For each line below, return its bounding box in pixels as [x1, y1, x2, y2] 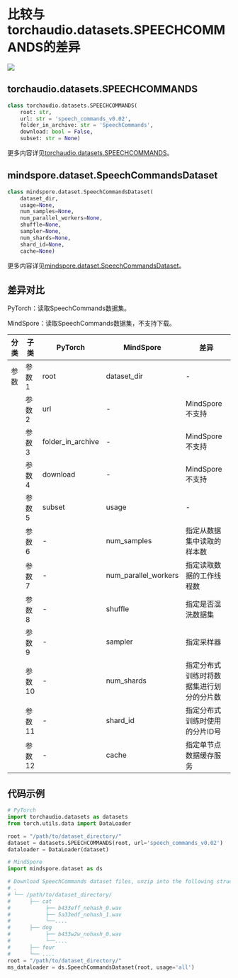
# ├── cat [7, 897, 52, 905]
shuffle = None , [20, 221, 62, 229]
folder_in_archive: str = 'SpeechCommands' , [20, 122, 154, 129]
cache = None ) [20, 247, 55, 255]
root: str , [20, 108, 52, 115]
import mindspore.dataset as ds [7, 865, 103, 872]
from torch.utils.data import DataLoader [7, 819, 132, 827]
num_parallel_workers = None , [20, 215, 103, 222]
